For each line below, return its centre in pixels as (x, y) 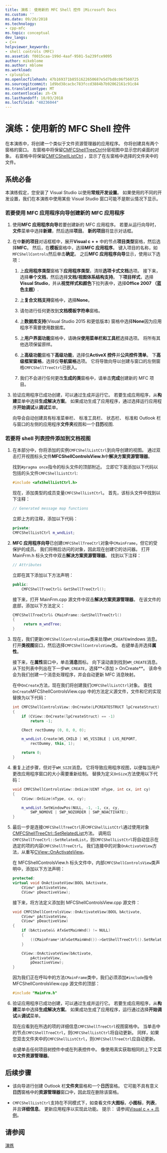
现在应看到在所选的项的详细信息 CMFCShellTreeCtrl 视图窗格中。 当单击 (84, 1026)
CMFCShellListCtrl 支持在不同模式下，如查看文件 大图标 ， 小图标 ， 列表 (83, 1103)
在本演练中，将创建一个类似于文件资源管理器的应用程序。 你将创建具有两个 (82, 144)
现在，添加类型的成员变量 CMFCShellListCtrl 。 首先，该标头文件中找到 (84, 493)
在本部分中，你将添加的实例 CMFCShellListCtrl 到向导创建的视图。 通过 (84, 450)
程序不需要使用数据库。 (44, 328)
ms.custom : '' (20, 14)
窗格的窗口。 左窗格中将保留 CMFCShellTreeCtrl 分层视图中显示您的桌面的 (80, 150)
